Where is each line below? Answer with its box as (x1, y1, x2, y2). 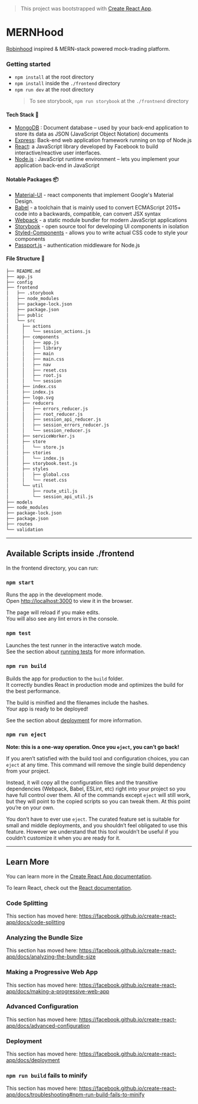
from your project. (6, 767, 50, 774)
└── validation (6, 527, 44, 532)
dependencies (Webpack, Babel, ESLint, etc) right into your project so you (6, 785, 186, 792)
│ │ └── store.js (6, 444, 65, 450)
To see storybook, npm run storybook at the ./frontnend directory (29, 98, 189, 105)
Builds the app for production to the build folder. (6, 674, 124, 682)
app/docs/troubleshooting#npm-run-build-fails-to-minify (6, 1091, 145, 1098)
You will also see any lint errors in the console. (6, 615, 119, 622)
